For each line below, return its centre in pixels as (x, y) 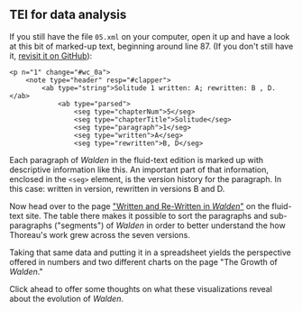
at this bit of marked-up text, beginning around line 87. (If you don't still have (151, 46)
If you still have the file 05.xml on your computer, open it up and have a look (150, 36)
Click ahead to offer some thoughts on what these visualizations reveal (141, 288)
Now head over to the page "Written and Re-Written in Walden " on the (140, 206)
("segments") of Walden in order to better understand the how (169, 225)
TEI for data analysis (68, 15)
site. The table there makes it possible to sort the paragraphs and (147, 215)
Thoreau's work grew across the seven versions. (100, 234)
